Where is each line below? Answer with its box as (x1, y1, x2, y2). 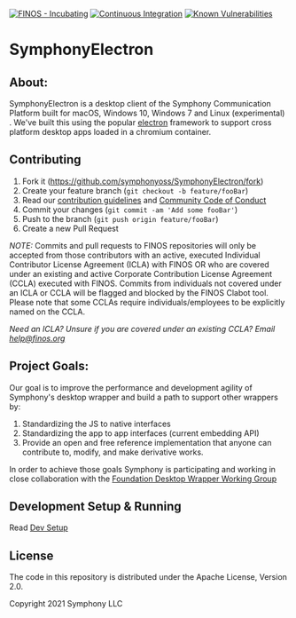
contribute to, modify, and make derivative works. (21, 447, 204, 457)
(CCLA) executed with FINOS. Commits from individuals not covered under (9, 278, 282, 289)
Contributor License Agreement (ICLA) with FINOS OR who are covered (9, 258, 270, 270)
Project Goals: (9, 359, 90, 374)
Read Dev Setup (9, 522, 68, 533)
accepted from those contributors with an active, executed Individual (9, 250, 261, 260)
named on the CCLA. (9, 306, 86, 317)
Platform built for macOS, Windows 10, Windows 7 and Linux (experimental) (9, 107, 285, 118)
